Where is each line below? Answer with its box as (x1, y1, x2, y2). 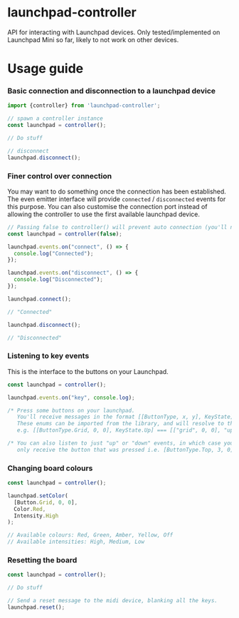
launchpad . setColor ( (7, 492, 69, 500)
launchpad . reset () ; (7, 604, 65, 611)
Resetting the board (7, 554, 78, 564)
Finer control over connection (7, 171, 112, 181)
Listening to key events (7, 351, 90, 361)
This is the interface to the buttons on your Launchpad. (7, 367, 169, 375)
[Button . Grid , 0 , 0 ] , (14, 499, 78, 506)
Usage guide (7, 61, 84, 77)
